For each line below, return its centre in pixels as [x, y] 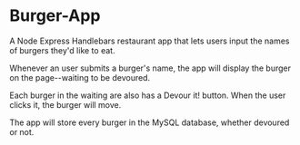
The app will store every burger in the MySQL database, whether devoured [150, 122]
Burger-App [55, 16]
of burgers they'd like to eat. [62, 50]
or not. [22, 131]
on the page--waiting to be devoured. [80, 77]
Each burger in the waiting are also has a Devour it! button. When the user [148, 95]
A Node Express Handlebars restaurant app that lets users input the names [150, 41]
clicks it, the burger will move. [65, 104]
